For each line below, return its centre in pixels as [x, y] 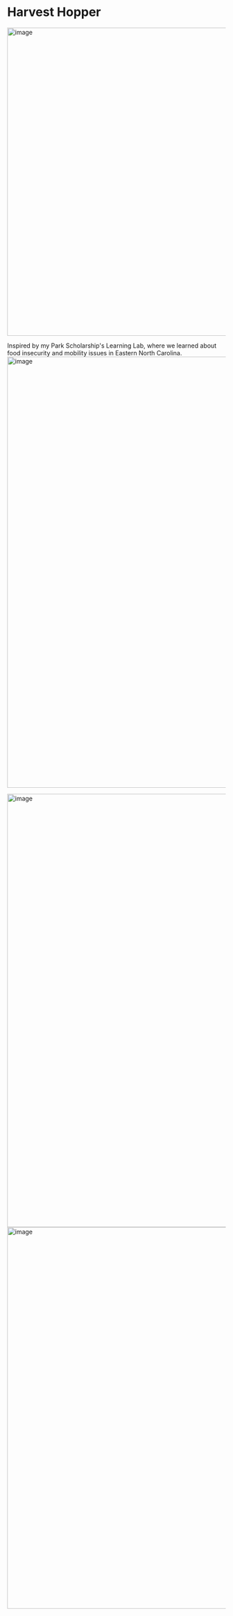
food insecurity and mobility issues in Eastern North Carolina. [95, 353]
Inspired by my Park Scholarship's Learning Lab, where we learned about [112, 346]
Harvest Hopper [54, 12]
